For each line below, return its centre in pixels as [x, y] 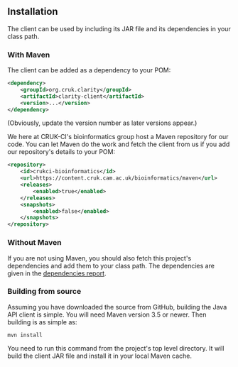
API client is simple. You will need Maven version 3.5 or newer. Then [107, 314]
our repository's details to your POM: [61, 152]
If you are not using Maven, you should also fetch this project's [99, 258]
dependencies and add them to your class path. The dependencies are [111, 265]
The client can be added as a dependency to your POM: [89, 70]
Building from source [44, 292]
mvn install [25, 335]
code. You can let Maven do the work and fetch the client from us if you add [119, 144]
